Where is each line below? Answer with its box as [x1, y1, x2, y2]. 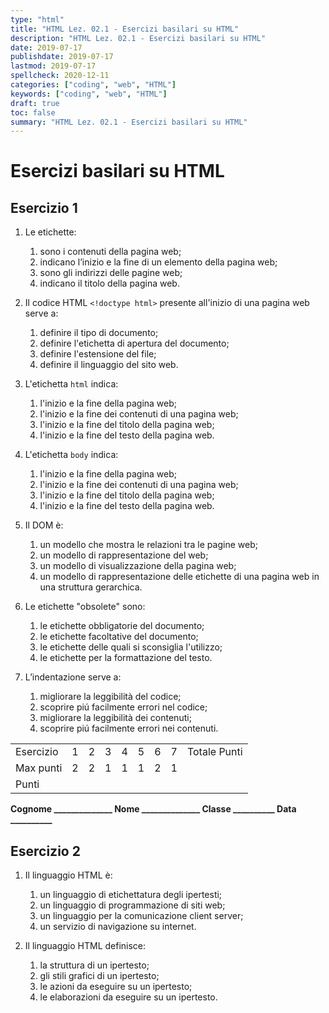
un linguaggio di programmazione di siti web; [39, 899, 226, 911]
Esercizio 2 [10, 842, 81, 860]
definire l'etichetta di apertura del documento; [39, 337, 230, 350]
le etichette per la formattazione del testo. [39, 652, 213, 664]
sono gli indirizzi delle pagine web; [39, 267, 183, 279]
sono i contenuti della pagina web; [39, 246, 182, 258]
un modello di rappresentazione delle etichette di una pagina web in [39, 571, 320, 583]
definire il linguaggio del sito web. [39, 359, 179, 371]
